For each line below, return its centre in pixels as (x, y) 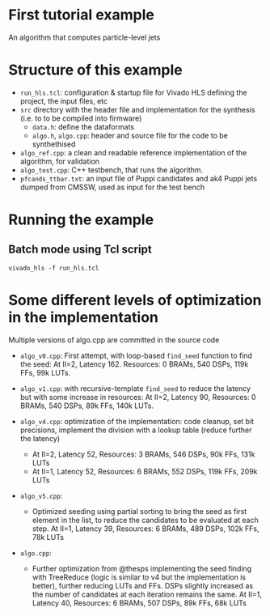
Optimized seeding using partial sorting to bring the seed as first (139, 511)
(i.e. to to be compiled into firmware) (81, 118)
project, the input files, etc (63, 101)
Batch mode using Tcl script (80, 250)
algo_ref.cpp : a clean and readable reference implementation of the (133, 152)
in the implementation (84, 318)
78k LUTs (48, 537)
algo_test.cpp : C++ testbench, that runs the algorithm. (112, 170)
